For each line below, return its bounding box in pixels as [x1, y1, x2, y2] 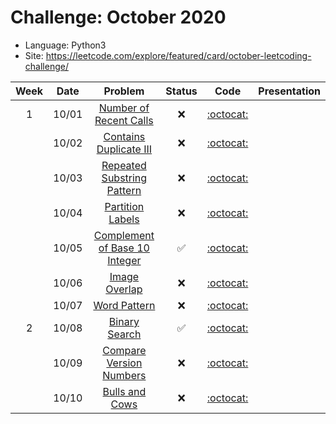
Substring [101, 171, 148, 185]
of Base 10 [98, 241, 150, 255]
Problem [103, 84, 145, 98]
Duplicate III [96, 142, 153, 156]
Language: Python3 [24, 39, 107, 51]
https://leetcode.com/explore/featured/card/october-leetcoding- [45, 49, 312, 61]
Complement [93, 228, 155, 242]
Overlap [105, 282, 143, 296]
